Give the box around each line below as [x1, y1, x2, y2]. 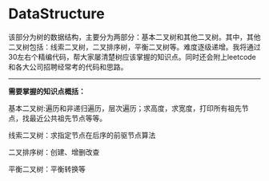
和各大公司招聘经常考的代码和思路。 [8, 61, 128, 72]
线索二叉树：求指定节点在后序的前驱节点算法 [8, 130, 156, 140]
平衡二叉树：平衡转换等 [8, 164, 86, 174]
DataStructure [8, 5, 106, 23]
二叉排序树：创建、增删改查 [8, 147, 100, 156]
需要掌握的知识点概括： [8, 86, 86, 96]
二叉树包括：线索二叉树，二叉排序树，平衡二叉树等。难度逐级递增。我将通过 [8, 41, 261, 52]
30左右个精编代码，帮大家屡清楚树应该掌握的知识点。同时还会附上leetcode [8, 52, 256, 61]
